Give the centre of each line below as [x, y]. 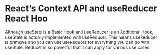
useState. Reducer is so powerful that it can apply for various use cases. [78, 47]
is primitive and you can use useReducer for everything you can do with [77, 42]
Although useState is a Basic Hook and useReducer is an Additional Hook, [79, 32]
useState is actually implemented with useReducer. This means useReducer [81, 37]
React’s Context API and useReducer [81, 8]
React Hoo [26, 19]
